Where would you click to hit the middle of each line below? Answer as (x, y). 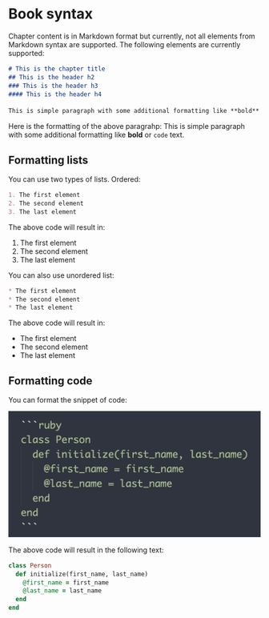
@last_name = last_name (62, 591)
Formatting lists (48, 160)
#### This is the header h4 (55, 94)
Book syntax (51, 14)
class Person (30, 565)
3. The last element (43, 212)
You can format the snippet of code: (68, 400)
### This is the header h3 (53, 86)
